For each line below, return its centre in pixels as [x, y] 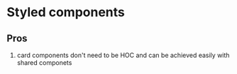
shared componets [44, 63]
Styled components [66, 12]
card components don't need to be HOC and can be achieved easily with [123, 55]
